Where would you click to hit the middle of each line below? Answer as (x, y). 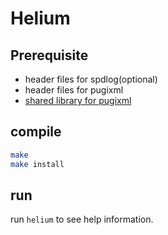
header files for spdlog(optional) (91, 79)
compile (36, 132)
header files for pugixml (74, 90)
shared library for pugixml (78, 100)
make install (37, 164)
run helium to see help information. (82, 219)
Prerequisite (49, 55)
